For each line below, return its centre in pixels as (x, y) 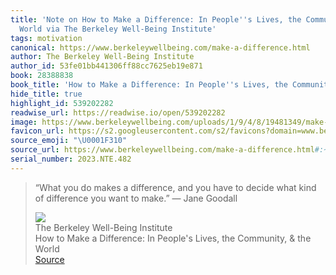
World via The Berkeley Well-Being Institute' (118, 29)
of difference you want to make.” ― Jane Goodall (136, 198)
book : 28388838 (42, 76)
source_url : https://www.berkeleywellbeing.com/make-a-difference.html (162, 150)
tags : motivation (46, 38)
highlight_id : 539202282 (62, 103)
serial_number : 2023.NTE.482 (71, 159)
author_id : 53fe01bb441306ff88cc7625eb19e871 (106, 66)
